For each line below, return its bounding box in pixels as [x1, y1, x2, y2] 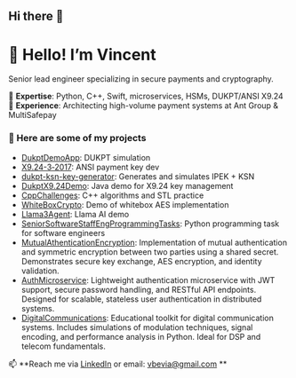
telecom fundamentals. [20, 341, 106, 351]
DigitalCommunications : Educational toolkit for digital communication [20, 312, 275, 323]
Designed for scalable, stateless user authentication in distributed [20, 294, 262, 304]
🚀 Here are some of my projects [8, 132, 147, 145]
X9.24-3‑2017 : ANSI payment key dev [20, 161, 160, 172]
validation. [20, 265, 60, 276]
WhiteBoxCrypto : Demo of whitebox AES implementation [20, 199, 229, 209]
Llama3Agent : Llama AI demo [20, 209, 130, 219]
